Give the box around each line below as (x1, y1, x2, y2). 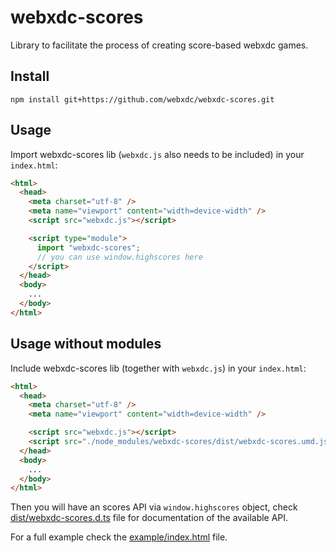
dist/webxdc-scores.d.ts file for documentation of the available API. (10, 512, 289, 524)
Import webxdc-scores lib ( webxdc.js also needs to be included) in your (10, 148, 305, 160)
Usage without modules (10, 336, 162, 353)
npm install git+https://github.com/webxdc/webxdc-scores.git (10, 94, 275, 105)
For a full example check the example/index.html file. (10, 531, 228, 543)
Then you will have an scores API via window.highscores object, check (10, 501, 298, 513)
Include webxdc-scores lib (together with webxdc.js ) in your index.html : (10, 362, 307, 374)
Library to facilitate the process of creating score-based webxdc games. (10, 39, 309, 51)
